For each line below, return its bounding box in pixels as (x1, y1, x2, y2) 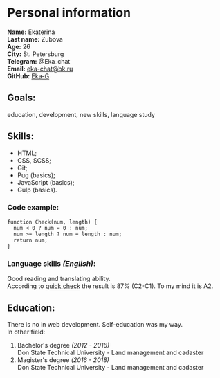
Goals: (7, 92, 36, 104)
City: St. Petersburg (7, 50, 64, 58)
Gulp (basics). (17, 186, 57, 194)
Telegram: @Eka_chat (7, 57, 71, 65)
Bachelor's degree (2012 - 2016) (17, 341, 110, 349)
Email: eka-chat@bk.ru (7, 64, 73, 73)
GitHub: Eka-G (7, 71, 50, 80)
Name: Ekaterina (7, 28, 55, 36)
